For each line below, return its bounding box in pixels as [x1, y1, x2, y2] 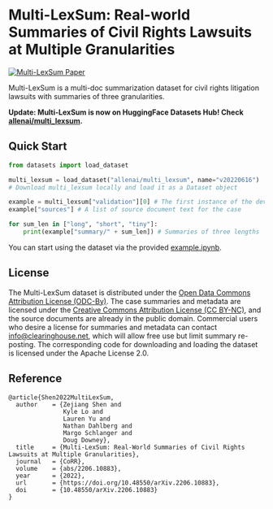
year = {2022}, [15, 472, 85, 480]
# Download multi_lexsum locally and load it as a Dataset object [8, 183, 238, 192]
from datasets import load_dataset [8, 161, 129, 169]
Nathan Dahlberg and [63, 421, 132, 430]
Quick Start [8, 140, 67, 154]
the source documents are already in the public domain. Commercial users [8, 313, 258, 323]
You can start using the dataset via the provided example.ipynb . [8, 242, 222, 252]
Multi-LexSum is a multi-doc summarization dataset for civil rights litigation [8, 83, 260, 93]
